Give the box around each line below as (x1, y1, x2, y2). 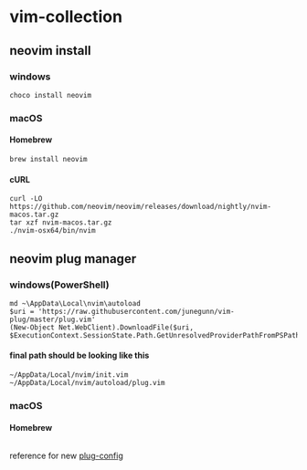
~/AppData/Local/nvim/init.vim (9, 371, 129, 380)
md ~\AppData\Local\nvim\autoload (9, 298, 142, 308)
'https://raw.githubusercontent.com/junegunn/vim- (37, 307, 235, 316)
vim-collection (9, 6, 123, 27)
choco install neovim (9, 90, 92, 99)
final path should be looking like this (9, 350, 150, 361)
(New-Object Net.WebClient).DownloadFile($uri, (9, 322, 195, 332)
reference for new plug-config (9, 450, 123, 462)
